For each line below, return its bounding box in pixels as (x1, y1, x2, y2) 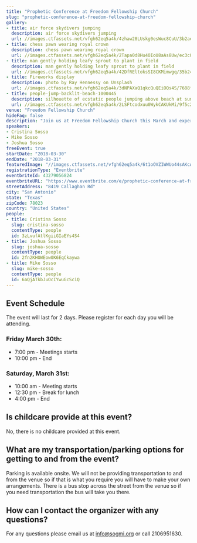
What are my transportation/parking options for (6, 445, 184, 455)
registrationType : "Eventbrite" (6, 167, 85, 174)
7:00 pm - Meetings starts (14, 348, 78, 355)
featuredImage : (6, 162, 43, 168)
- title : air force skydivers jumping (6, 25, 101, 31)
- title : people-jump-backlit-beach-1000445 (6, 91, 117, 96)
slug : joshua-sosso (11, 244, 59, 250)
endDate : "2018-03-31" (6, 156, 62, 162)
